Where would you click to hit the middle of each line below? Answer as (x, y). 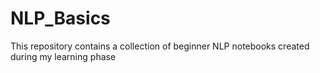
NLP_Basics (60, 18)
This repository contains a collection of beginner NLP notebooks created (160, 46)
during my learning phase (63, 56)
